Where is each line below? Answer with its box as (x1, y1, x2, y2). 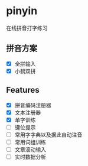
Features (6, 85, 40, 95)
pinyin (6, 4, 38, 18)
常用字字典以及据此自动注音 (14, 131, 83, 138)
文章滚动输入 (14, 146, 46, 153)
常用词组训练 (14, 139, 46, 145)
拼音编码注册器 (14, 102, 51, 109)
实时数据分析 (14, 154, 46, 161)
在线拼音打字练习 (6, 24, 48, 31)
